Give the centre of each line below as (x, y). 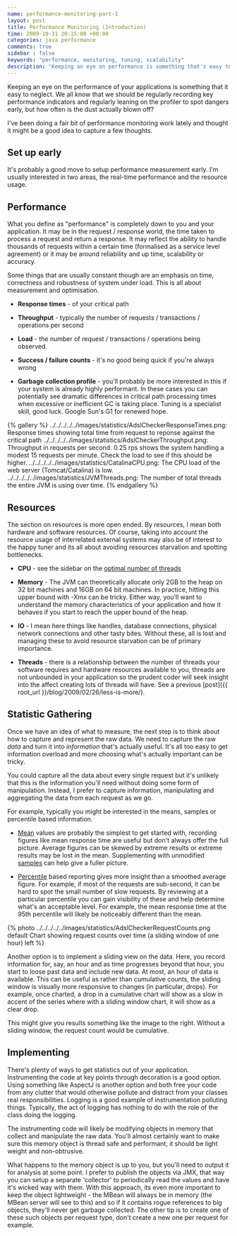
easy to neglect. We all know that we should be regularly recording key (110, 94)
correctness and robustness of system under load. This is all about (104, 283)
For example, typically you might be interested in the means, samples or (112, 812)
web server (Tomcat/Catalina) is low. (61, 470)
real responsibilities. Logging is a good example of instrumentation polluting (117, 1099)
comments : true (30, 47)
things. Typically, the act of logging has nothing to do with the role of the (113, 1107)
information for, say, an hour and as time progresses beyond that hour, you (116, 964)
